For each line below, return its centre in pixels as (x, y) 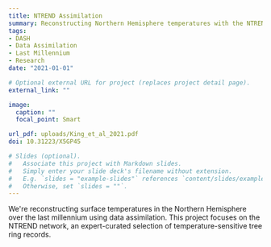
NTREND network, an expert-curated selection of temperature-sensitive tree (135, 226)
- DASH (19, 38)
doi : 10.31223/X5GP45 (45, 142)
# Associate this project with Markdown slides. (95, 163)
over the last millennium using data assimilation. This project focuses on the (134, 217)
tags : (17, 31)
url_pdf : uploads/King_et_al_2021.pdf (73, 134)
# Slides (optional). (45, 156)
